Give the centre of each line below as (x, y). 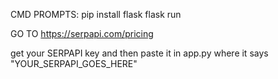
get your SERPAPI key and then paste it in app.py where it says (139, 53)
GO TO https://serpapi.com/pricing (82, 33)
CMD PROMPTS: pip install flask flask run (96, 14)
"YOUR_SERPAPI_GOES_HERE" (74, 63)
